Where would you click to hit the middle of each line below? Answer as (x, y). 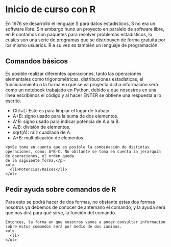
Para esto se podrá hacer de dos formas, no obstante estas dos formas (80, 202)
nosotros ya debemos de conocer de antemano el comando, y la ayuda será (86, 207)
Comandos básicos (36, 61)
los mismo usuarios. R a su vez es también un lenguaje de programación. (82, 45)
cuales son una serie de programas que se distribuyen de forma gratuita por (86, 40)
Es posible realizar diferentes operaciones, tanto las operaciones (74, 73)
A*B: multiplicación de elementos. (48, 138)
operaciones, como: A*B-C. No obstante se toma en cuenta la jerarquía (83, 152)
